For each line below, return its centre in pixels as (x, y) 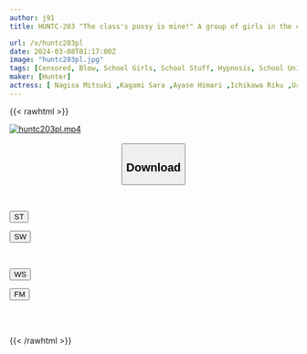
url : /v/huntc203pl (47, 43)
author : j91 (32, 18)
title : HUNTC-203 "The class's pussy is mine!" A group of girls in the (151, 26)
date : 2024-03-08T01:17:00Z (63, 51)
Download (153, 167)
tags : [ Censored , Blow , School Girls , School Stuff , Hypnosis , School (147, 68)
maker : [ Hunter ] (40, 77)
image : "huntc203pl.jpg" (57, 60)
